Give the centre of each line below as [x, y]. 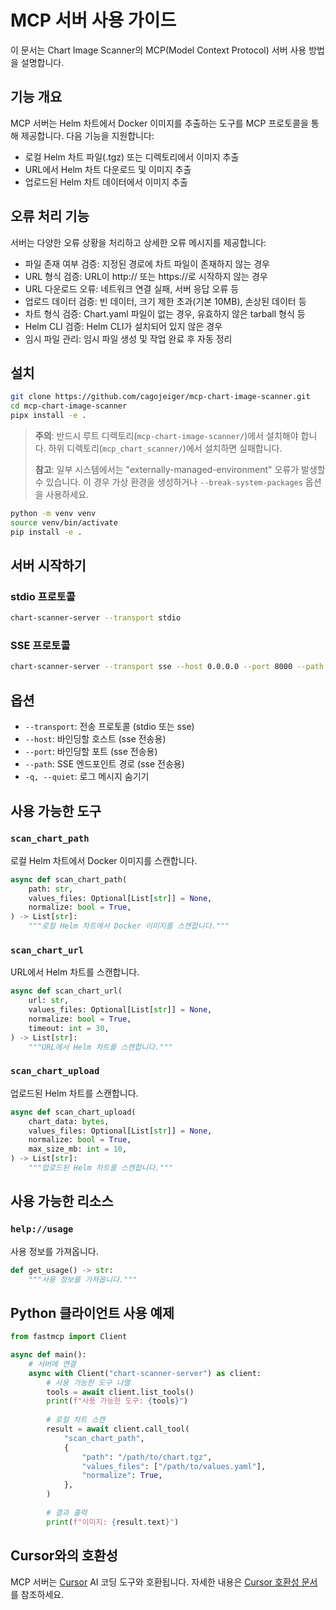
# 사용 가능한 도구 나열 [88, 1382]
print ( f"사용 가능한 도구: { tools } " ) [117, 1401]
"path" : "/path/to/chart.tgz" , [147, 1457]
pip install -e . [46, 532]
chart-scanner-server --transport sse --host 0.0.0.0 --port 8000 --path [167, 667]
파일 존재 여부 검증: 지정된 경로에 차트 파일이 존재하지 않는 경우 [147, 263]
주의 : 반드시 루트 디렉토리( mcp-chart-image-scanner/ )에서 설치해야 [166, 435]
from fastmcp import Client [69, 1337]
